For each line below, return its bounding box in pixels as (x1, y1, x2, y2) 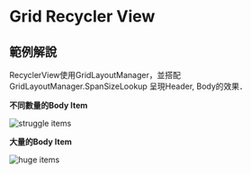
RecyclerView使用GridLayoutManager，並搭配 (9, 70, 182, 80)
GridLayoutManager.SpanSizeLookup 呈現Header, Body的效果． (9, 81, 247, 91)
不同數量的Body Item (9, 100, 88, 110)
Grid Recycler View (9, 6, 156, 27)
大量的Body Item (9, 136, 72, 147)
